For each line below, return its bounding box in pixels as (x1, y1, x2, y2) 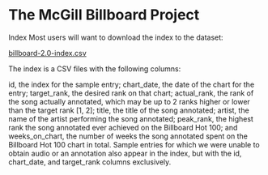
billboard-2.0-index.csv (8, 48, 87, 58)
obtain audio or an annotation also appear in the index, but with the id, (8, 148, 242, 158)
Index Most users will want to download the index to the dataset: (8, 32, 224, 42)
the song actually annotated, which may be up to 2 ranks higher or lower (8, 96, 251, 106)
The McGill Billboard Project (8, 6, 200, 24)
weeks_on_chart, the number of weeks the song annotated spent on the (8, 131, 249, 141)
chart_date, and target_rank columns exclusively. (8, 156, 172, 167)
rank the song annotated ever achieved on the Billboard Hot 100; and (8, 122, 238, 132)
